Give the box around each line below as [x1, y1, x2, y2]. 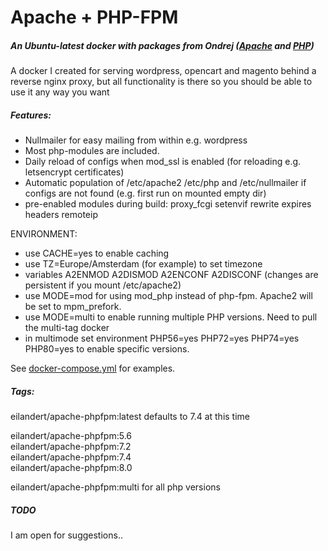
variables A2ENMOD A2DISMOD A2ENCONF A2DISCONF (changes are [24, 269, 319, 281]
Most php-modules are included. [24, 145, 160, 157]
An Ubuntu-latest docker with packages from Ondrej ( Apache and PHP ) [10, 39, 315, 51]
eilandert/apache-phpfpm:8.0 [10, 462, 133, 474]
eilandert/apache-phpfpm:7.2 [10, 441, 132, 453]
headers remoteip [24, 209, 98, 221]
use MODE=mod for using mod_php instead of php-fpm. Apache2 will [24, 290, 313, 302]
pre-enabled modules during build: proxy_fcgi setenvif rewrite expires [24, 198, 312, 210]
